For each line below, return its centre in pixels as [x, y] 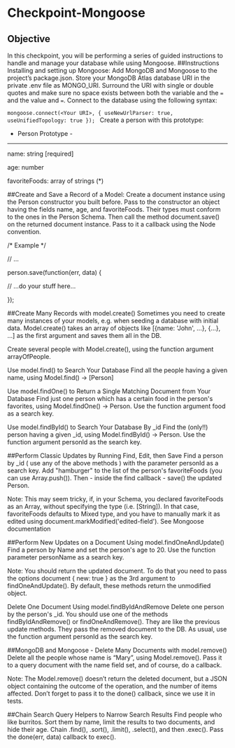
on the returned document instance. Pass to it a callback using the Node [111, 224]
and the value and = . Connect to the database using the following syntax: [112, 100]
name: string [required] [41, 154]
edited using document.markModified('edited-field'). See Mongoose [106, 521]
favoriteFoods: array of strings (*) [56, 181]
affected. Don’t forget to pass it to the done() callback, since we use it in [111, 693]
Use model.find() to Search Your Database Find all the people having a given [117, 370]
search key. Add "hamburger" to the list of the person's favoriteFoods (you [115, 470]
